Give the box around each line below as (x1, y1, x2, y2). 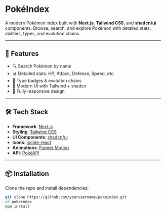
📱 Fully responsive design (12, 88, 65, 94)
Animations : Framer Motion (12, 144, 69, 150)
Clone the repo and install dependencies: (5, 185, 89, 191)
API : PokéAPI (12, 150, 40, 156)
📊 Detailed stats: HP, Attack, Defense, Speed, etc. (12, 71, 115, 76)
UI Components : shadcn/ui (12, 134, 68, 140)
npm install (5, 204, 30, 209)
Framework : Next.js (12, 123, 53, 130)
